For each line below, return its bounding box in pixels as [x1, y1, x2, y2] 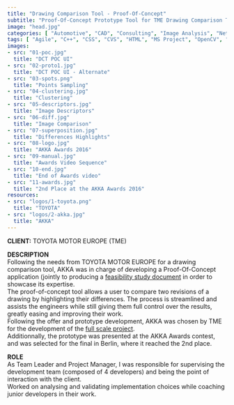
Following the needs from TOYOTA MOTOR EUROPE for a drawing [7, 257, 196, 266]
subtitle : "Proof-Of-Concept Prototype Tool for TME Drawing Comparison [7, 17, 223, 24]
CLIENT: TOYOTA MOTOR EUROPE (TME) [7, 236, 127, 245]
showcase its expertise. [7, 280, 75, 288]
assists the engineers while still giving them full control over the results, [7, 302, 212, 310]
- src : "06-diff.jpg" [7, 114, 70, 121]
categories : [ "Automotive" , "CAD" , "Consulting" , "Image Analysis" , [7, 29, 214, 37]
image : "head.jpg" [7, 23, 61, 30]
